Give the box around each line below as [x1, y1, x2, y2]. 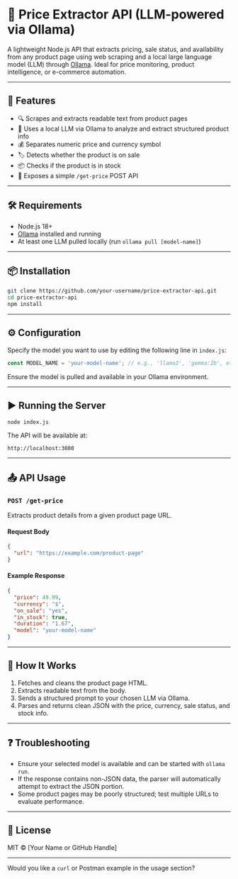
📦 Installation [7, 265, 71, 277]
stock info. [17, 709, 49, 717]
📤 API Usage [7, 471, 66, 484]
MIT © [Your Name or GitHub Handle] [7, 843, 118, 851]
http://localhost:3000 [7, 445, 74, 452]
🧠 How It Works [7, 660, 76, 672]
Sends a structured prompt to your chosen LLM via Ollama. [17, 694, 191, 702]
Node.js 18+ [17, 222, 53, 230]
